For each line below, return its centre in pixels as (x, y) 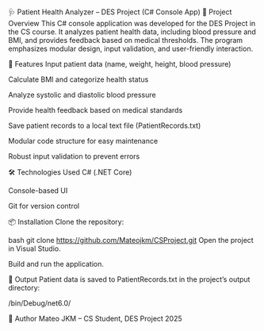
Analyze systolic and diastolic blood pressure (82, 95)
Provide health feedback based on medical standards (96, 110)
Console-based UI (38, 191)
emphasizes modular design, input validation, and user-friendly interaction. (131, 48)
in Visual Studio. (34, 248)
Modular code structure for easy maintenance (83, 141)
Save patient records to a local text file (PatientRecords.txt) (105, 125)
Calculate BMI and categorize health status (78, 79)
